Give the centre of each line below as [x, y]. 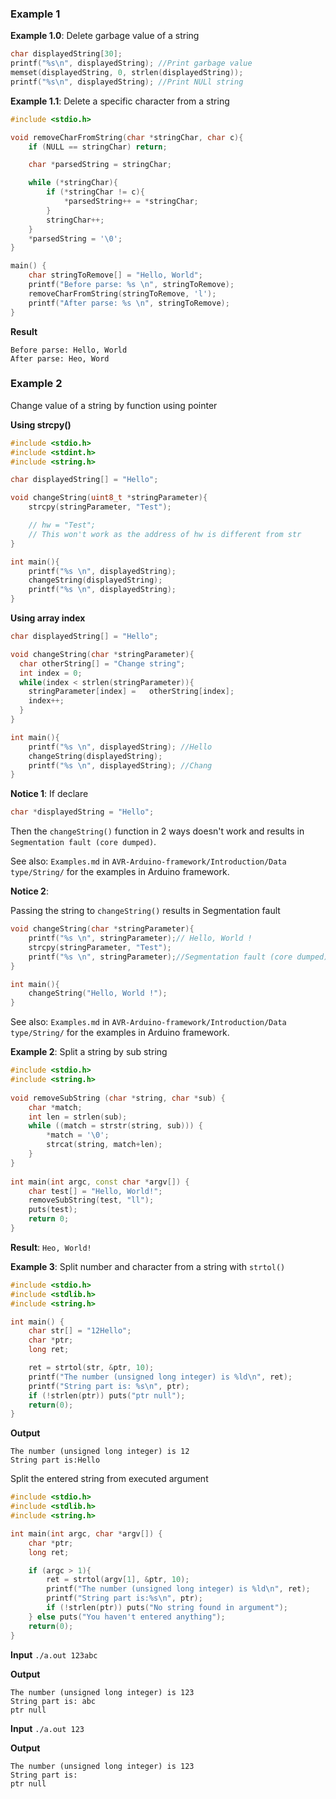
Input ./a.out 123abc [54, 1654]
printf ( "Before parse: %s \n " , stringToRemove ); [131, 285]
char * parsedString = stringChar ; [100, 165]
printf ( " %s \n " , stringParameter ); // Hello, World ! [140, 938]
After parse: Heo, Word [60, 358]
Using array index [48, 618]
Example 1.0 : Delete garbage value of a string [105, 36]
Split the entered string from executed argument [109, 1479]
